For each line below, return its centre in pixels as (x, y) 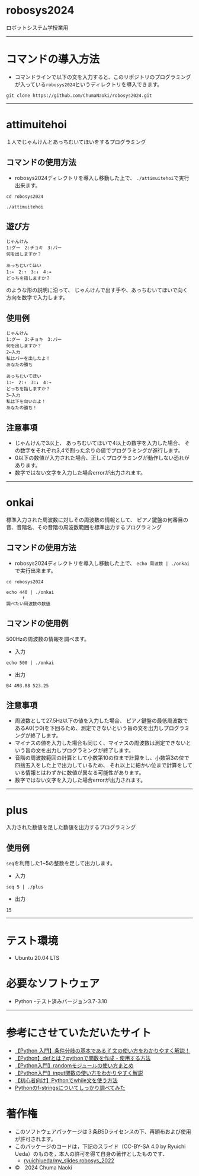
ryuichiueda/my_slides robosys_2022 (69, 1160)
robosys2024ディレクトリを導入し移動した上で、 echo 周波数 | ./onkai (102, 563)
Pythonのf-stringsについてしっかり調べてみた (70, 1088)
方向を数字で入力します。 (37, 298)
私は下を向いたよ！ (26, 402)
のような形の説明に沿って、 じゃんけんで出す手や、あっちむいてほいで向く (97, 290)
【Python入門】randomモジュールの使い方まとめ (74, 1066)
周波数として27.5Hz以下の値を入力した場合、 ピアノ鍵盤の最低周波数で (101, 721)
